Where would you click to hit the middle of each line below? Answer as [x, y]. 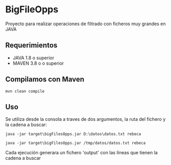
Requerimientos [31, 45]
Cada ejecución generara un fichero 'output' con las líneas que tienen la [82, 153]
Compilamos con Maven [45, 79]
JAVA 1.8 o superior [33, 58]
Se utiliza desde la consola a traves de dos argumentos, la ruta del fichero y [85, 119]
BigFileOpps [32, 10]
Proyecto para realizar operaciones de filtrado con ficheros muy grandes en [85, 24]
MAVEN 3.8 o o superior [38, 63]
